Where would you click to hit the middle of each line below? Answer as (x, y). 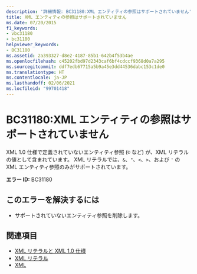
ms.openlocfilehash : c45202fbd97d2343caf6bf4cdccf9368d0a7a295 (86, 61)
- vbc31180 (19, 34)
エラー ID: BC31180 (29, 179)
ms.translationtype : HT (35, 72)
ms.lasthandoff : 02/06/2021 (41, 83)
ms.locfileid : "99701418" (38, 89)
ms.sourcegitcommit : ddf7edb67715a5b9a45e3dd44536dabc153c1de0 (86, 67)
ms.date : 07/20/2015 (32, 22)
